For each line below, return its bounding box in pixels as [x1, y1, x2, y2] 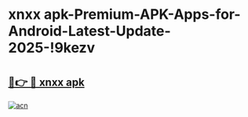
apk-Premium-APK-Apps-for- [43, 5, 241, 24]
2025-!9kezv [8, 39, 96, 57]
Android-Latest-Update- [8, 22, 171, 40]
